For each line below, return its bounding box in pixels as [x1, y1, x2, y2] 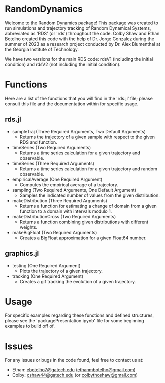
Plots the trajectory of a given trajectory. [19, 268, 103, 274]
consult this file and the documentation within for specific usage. [5, 101, 139, 107]
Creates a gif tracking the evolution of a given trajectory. [19, 278, 136, 284]
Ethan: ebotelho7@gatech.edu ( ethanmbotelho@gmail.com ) [12, 367, 136, 373]
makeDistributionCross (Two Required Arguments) [12, 213, 116, 219]
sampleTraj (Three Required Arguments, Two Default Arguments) [12, 128, 146, 134]
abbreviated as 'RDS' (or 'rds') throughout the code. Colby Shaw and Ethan [5, 30, 160, 36]
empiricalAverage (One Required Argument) [12, 176, 103, 182]
